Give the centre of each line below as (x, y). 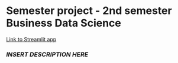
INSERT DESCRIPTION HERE (47, 54)
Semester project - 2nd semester (89, 11)
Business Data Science (64, 23)
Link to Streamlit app (31, 39)
